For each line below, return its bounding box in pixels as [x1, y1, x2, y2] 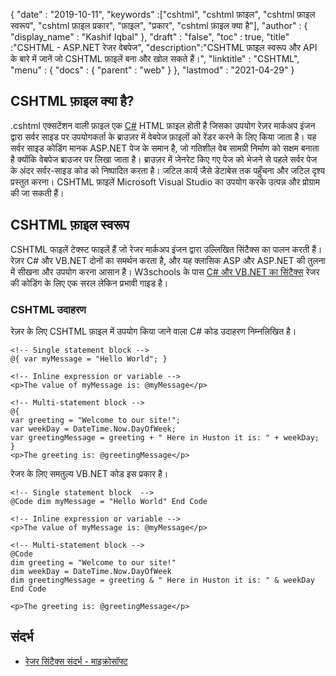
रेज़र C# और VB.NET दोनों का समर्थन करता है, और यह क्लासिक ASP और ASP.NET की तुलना [10, 254, 326, 266]
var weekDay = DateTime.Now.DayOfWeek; [10, 424, 177, 434]
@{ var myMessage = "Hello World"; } [10, 354, 168, 364]
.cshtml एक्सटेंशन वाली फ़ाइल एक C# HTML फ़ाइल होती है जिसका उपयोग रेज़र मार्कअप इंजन [10, 119, 316, 131]
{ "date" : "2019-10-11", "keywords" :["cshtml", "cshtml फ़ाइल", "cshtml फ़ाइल [10, 9, 316, 20]
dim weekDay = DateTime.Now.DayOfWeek [10, 566, 172, 576]
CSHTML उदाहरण [10, 302, 87, 316]
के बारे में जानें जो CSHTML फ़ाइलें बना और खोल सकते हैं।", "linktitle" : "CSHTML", [10, 53, 300, 64]
